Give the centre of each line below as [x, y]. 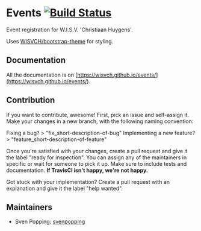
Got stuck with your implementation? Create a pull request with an [88, 182]
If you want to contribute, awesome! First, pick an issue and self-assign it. [98, 115]
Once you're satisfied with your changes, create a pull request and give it [97, 151]
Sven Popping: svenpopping [50, 222]
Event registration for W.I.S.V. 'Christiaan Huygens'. [70, 30]
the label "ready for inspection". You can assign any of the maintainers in [97, 157]
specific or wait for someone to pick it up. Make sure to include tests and [97, 163]
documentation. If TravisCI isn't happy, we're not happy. [77, 170]
